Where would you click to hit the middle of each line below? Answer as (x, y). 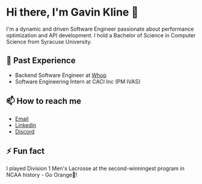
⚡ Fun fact (26, 151)
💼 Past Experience (41, 60)
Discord (25, 131)
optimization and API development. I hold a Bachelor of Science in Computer (101, 35)
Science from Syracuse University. (49, 41)
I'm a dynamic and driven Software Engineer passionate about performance (100, 29)
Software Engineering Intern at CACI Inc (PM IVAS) (78, 81)
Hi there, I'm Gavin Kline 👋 (72, 12)
